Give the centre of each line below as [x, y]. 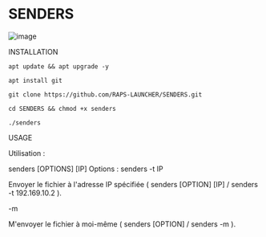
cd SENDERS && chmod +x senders [62, 108]
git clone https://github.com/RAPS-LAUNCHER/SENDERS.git [105, 94]
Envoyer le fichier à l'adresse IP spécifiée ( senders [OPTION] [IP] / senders [133, 184]
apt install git [35, 80]
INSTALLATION [33, 51]
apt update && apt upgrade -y [59, 66]
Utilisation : [27, 153]
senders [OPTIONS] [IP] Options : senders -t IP [86, 169]
